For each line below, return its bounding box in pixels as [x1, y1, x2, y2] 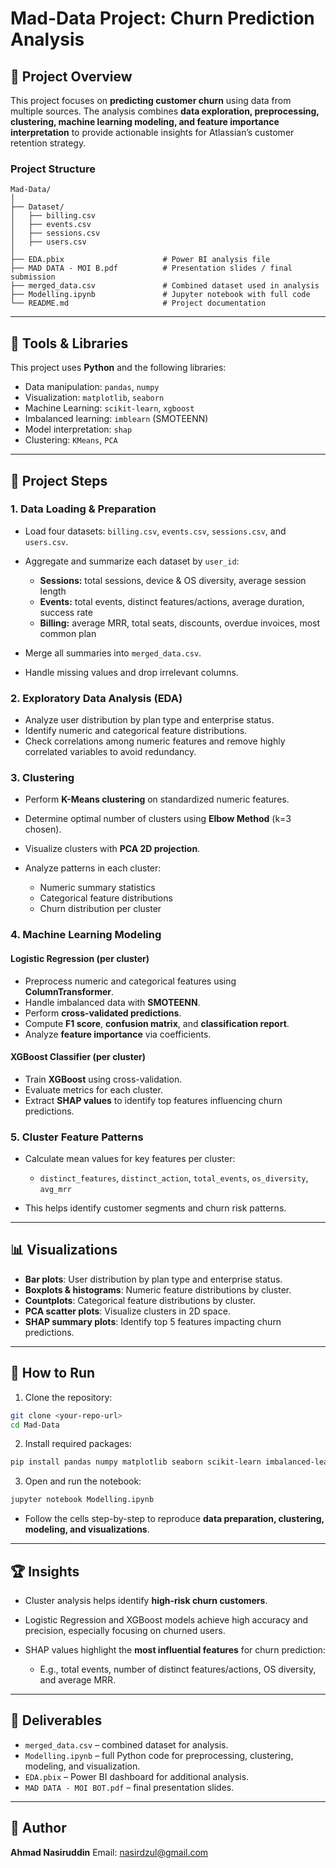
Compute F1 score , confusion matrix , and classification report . [24, 1017, 290, 1029]
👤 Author [10, 1820, 67, 1837]
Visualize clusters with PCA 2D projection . [24, 843, 201, 855]
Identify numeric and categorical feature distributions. [24, 725, 248, 737]
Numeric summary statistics [39, 882, 156, 894]
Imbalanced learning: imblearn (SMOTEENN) [24, 413, 209, 425]
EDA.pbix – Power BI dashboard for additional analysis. [24, 1770, 250, 1782]
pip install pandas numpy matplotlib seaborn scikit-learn [10, 1457, 262, 1467]
